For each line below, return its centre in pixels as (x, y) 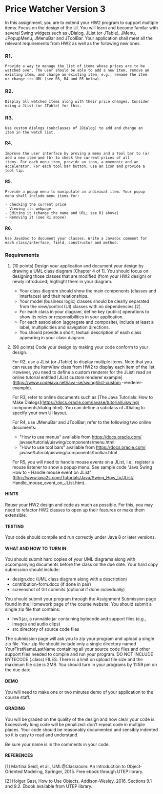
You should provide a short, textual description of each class (80, 332)
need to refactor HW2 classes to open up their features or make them (75, 510)
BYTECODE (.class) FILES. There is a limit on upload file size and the (74, 660)
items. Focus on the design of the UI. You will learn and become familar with (81, 27)
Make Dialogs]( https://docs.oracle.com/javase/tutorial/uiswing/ (76, 402)
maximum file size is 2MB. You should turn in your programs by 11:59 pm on (81, 665)
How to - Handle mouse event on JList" (52, 472)
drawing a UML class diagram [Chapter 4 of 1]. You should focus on (80, 271)
